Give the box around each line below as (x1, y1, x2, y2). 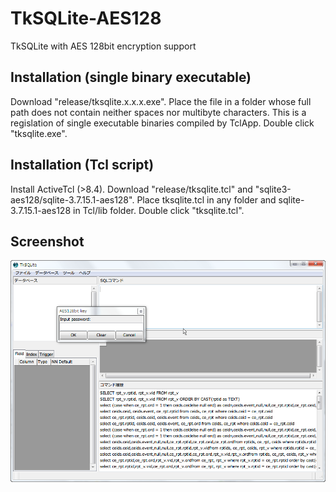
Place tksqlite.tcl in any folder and (136, 193, 277, 206)
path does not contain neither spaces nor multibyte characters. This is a (10, 106, 307, 118)
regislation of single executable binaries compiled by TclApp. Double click (10, 117, 315, 129)
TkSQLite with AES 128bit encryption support (10, 40, 197, 52)
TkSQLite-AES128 (10, 7, 162, 30)
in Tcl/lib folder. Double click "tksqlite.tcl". (72, 204, 245, 216)
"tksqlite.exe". (10, 127, 68, 139)
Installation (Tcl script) (10, 157, 155, 174)
